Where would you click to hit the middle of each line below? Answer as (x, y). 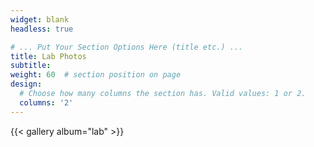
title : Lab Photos (48, 56)
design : (26, 84)
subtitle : (31, 66)
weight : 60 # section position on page (96, 75)
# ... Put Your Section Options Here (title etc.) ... (127, 47)
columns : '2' (46, 102)
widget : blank (40, 19)
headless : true (42, 29)
